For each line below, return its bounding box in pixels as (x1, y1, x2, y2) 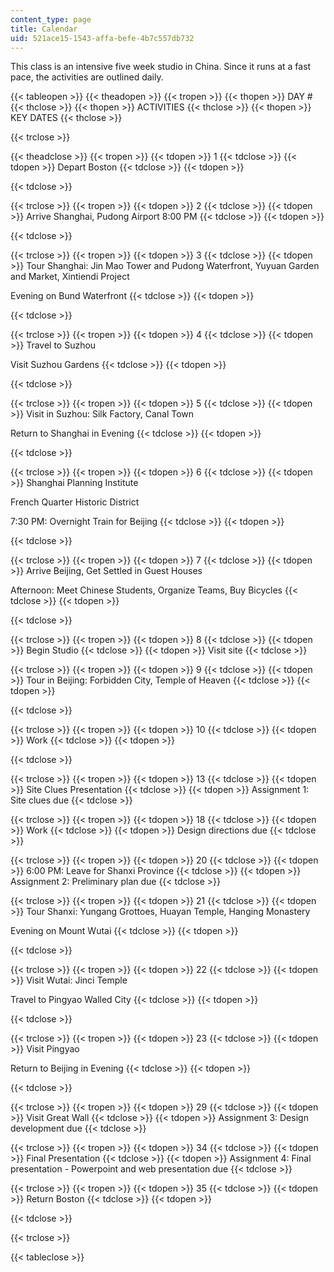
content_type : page (10, 14, 92, 25)
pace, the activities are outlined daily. (10, 71, 164, 83)
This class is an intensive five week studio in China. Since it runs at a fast (10, 61, 312, 73)
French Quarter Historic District (10, 496, 140, 508)
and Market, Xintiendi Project (10, 271, 130, 283)
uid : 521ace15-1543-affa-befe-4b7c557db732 (10, 33, 195, 43)
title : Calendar (10, 24, 78, 34)
